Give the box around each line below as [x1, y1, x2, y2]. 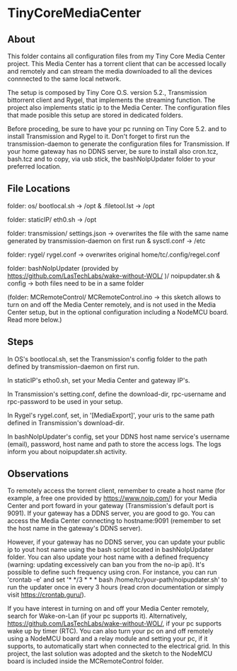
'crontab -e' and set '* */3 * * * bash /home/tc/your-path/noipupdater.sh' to [7, 575, 228, 584]
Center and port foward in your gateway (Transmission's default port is [7, 502, 214, 510]
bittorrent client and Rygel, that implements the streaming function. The [7, 96, 216, 104]
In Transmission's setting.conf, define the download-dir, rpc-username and [7, 390, 226, 398]
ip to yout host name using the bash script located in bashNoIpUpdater [7, 546, 214, 554]
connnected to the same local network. [7, 74, 122, 83]
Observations [7, 468, 69, 480]
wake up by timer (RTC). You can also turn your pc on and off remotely [7, 627, 214, 636]
